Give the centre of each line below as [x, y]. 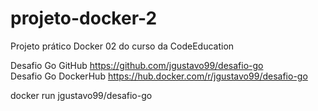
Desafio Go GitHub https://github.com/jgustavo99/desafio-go [137, 65]
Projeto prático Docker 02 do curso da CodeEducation [122, 46]
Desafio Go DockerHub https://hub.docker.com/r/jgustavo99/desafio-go [159, 76]
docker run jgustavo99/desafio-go [81, 95]
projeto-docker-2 [84, 18]
